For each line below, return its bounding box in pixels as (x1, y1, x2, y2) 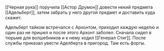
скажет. (5, 15, 22, 20)
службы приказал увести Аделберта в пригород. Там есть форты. (5, 40, 146, 46)
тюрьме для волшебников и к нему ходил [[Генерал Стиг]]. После (5, 35, 146, 41)
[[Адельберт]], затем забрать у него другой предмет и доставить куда (5, 9, 156, 15)
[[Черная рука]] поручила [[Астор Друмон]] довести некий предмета (5, 4, 153, 10)
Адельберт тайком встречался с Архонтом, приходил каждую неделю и (5, 24, 159, 30)
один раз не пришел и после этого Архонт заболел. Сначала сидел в (5, 30, 152, 35)
